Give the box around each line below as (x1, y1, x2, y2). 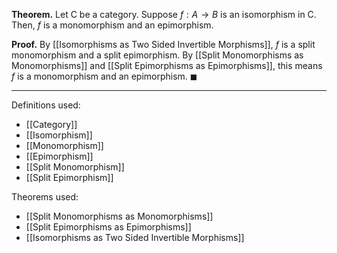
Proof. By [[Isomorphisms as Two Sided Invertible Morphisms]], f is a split (11, 39, 316, 50)
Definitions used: (11, 99, 81, 111)
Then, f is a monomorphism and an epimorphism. (11, 19, 214, 31)
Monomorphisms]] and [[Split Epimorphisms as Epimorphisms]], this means (11, 60, 323, 71)
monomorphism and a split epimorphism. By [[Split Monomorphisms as (11, 49, 304, 61)
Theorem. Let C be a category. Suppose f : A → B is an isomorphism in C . (11, 9, 317, 20)
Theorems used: (11, 191, 79, 203)
